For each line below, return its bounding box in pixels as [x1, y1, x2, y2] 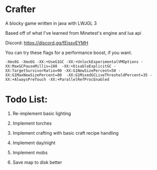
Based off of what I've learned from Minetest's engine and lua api [5, 30, 141, 36]
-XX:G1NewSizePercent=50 [64, 68, 116, 73]
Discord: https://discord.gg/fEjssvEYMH [5, 39, 88, 46]
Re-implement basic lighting [12, 110, 71, 117]
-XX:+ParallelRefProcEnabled [48, 77, 110, 82]
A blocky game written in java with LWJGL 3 [5, 20, 97, 26]
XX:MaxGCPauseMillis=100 [5, 64, 58, 69]
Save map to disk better [12, 159, 62, 165]
